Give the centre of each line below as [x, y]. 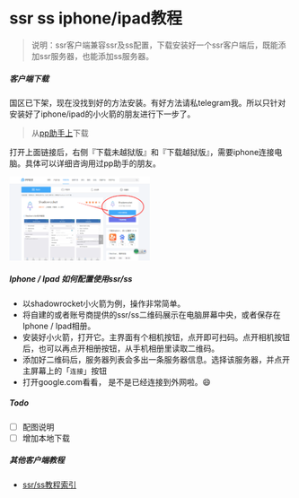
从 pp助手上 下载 [60, 133]
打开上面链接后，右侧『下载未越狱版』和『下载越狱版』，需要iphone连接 [142, 152]
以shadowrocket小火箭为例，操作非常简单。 [104, 303]
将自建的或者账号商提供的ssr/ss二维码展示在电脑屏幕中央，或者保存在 [151, 314]
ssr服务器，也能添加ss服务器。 [97, 56]
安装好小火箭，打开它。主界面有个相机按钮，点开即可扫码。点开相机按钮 [156, 336]
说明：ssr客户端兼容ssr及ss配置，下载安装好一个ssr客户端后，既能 [154, 45]
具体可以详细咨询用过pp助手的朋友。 [93, 163]
